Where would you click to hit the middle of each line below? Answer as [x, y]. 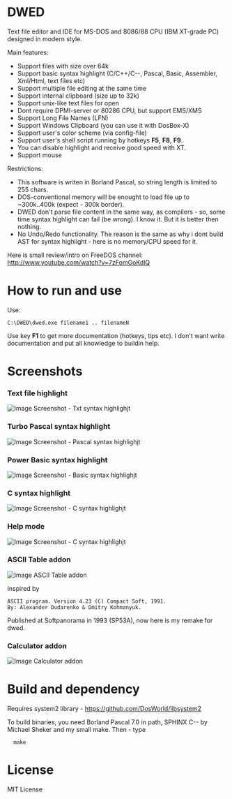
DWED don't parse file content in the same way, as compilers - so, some [121, 212]
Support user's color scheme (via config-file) [82, 133]
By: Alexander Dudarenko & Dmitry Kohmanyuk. [74, 607]
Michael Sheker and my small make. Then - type [77, 730]
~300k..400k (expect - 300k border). [71, 204]
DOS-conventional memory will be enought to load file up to [103, 197]
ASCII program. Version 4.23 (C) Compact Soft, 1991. [87, 601]
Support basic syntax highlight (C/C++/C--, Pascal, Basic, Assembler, [117, 73]
